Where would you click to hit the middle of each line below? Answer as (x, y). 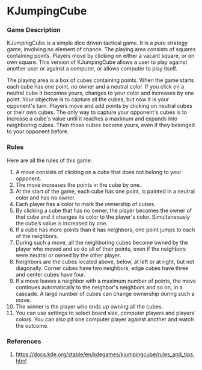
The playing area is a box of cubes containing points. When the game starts (100, 80)
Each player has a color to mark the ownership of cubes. (85, 204)
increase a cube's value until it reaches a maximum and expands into (92, 119)
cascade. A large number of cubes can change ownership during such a (105, 293)
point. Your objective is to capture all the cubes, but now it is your (88, 99)
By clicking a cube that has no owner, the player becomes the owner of (104, 210)
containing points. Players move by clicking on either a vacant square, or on (101, 56)
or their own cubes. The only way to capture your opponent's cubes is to (97, 112)
